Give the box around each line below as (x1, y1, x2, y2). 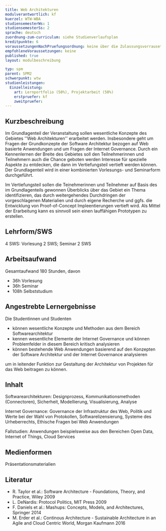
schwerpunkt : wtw (5, 76, 41, 81)
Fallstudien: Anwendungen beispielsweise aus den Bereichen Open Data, (5, 428, 154, 435)
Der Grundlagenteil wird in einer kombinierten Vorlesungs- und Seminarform (5, 167, 161, 173)
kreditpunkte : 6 (5, 40, 39, 44)
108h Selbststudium (12, 288, 53, 294)
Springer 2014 (12, 509, 41, 515)
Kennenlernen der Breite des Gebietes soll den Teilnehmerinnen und (5, 151, 144, 157)
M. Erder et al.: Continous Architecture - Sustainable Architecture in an (12, 515, 156, 521)
